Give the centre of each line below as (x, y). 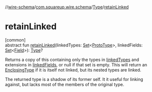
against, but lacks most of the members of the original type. (65, 84)
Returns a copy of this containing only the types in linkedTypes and (72, 60)
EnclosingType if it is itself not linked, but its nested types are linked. (73, 70)
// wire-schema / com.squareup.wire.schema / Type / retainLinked (67, 7)
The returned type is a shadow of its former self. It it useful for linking (74, 79)
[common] (15, 40)
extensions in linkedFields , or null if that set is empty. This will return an (76, 64)
